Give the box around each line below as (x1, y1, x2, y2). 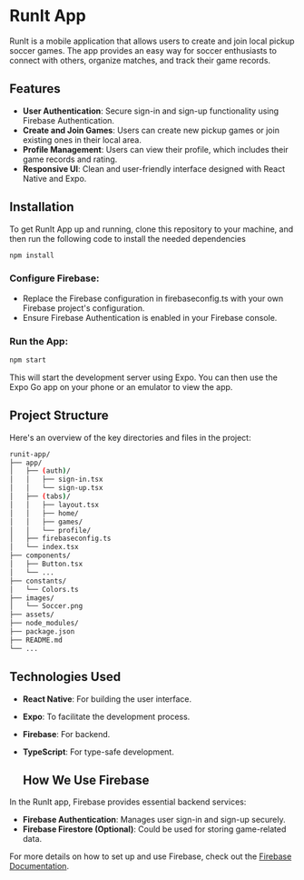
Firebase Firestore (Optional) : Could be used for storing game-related (22, 824, 287, 835)
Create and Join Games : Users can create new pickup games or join (22, 125, 279, 135)
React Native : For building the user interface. (22, 693, 192, 705)
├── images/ (9, 593, 54, 603)
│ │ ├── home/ (9, 508, 79, 518)
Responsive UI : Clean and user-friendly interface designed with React (22, 163, 286, 174)
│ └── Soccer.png (9, 602, 83, 611)
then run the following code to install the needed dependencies (9, 233, 247, 244)
